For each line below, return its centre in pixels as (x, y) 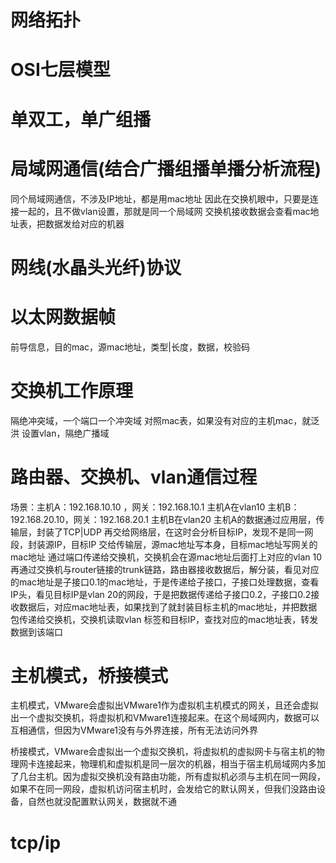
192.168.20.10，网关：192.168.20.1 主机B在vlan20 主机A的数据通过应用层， (163, 519)
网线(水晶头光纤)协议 (96, 267)
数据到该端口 (36, 632)
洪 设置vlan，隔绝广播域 (60, 433)
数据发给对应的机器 (84, 223)
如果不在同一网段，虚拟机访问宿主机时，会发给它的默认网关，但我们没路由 (163, 789)
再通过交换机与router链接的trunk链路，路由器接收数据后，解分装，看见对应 (165, 569)
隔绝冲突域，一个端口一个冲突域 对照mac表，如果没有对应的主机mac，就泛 (165, 420)
